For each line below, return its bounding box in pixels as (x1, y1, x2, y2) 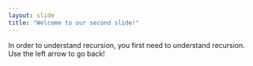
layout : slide (8, 11, 55, 20)
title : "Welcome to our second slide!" (8, 19, 140, 27)
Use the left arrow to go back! (8, 49, 105, 58)
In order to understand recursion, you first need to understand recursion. (8, 40, 245, 49)
